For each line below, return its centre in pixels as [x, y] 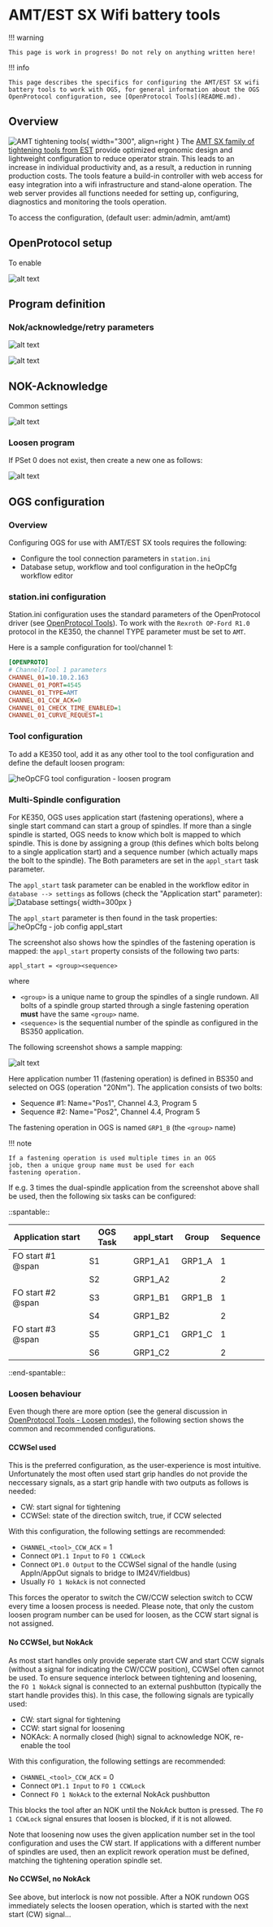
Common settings [38, 406]
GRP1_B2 [152, 1316]
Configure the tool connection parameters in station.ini [115, 558]
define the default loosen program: [67, 762]
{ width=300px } [104, 902]
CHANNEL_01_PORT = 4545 [45, 685]
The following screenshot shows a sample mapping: [95, 1047]
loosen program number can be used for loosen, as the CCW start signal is [134, 1615]
